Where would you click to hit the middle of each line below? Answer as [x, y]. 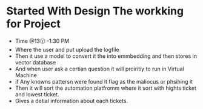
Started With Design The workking [95, 11]
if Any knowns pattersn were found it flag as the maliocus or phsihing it [104, 81]
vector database [35, 62]
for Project [33, 24]
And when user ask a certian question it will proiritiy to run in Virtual [99, 69]
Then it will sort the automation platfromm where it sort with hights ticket [106, 88]
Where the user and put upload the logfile [67, 49]
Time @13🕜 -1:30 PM [42, 41]
